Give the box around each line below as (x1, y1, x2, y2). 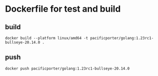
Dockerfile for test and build (5, 3, 121, 15)
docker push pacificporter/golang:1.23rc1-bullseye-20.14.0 (5, 66, 130, 71)
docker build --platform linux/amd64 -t (5, 36, 89, 40)
